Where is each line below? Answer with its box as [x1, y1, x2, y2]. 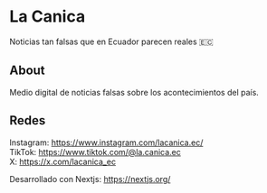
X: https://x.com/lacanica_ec [9, 156, 116, 167]
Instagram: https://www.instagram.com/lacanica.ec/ [9, 137, 204, 148]
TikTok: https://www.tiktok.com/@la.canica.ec [9, 146, 181, 157]
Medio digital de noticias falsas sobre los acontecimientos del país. [9, 87, 260, 97]
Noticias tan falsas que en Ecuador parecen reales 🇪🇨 [9, 36, 215, 47]
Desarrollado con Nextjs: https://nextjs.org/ [9, 173, 171, 184]
